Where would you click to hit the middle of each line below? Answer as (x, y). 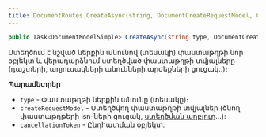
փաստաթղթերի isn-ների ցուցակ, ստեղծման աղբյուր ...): (123, 116)
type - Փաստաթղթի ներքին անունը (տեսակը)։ (104, 99)
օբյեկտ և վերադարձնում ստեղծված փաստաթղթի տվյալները (122, 61)
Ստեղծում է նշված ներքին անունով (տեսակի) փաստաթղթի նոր (126, 52)
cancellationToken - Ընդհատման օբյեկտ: (92, 124)
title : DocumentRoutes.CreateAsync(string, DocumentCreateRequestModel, (131, 15)
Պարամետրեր (34, 84)
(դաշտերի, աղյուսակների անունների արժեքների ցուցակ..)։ (118, 68)
